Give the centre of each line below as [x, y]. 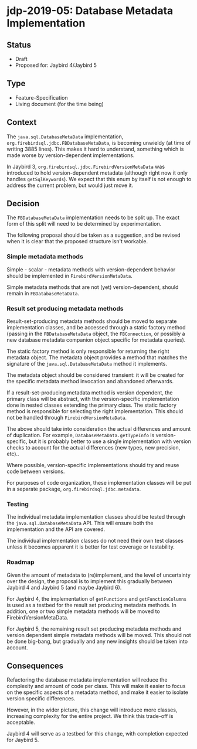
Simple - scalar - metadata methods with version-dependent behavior [91, 269]
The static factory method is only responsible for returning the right [88, 351]
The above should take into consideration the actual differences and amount [99, 429]
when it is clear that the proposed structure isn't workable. [77, 241]
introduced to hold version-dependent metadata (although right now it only [97, 173]
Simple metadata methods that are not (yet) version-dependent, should [93, 287]
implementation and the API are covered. [56, 529]
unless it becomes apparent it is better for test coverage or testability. [91, 547]
